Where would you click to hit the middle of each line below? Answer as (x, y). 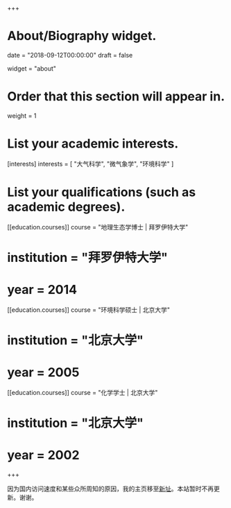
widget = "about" (32, 68)
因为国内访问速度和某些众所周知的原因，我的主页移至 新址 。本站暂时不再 (110, 489)
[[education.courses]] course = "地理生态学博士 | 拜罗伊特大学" (98, 227)
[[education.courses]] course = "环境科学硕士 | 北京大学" (88, 310)
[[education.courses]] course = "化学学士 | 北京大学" (83, 393)
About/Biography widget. (82, 36)
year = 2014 (42, 290)
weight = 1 (22, 116)
